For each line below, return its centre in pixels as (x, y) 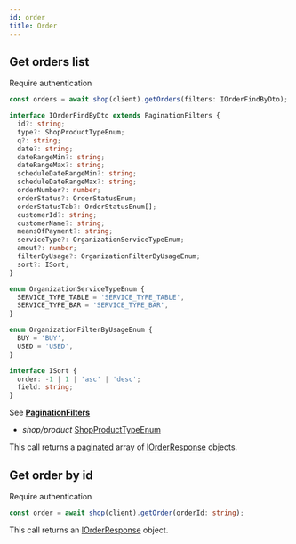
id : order (28, 17)
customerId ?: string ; (57, 215)
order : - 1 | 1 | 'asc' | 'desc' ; (79, 379)
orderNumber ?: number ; (59, 191)
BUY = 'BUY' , (41, 338)
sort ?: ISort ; (43, 264)
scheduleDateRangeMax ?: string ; (77, 182)
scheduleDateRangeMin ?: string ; (77, 174)
